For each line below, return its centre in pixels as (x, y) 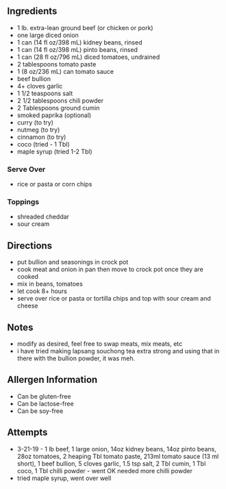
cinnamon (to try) (41, 137)
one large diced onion (48, 35)
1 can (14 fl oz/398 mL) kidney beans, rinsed (79, 42)
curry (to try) (35, 122)
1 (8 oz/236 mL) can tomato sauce (65, 71)
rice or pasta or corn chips (54, 184)
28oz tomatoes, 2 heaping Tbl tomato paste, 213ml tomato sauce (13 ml (118, 456)
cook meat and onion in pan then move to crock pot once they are (110, 269)
